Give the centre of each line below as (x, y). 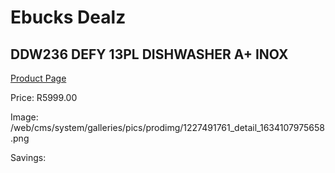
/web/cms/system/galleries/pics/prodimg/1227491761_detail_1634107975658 (167, 127)
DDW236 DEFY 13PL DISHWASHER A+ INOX (149, 54)
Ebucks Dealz (68, 17)
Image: (24, 117)
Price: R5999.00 (44, 97)
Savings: (28, 157)
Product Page (38, 78)
